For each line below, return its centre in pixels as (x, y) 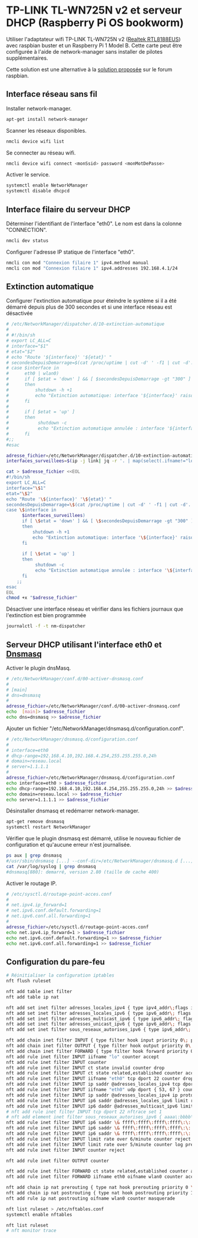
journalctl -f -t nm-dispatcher (46, 626)
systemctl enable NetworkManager (47, 186)
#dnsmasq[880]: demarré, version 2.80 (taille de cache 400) (83, 872)
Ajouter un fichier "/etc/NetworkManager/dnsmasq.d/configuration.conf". (95, 728)
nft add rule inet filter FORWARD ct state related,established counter (97, 1171)
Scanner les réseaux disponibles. (46, 130)
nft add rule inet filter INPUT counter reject (66, 1150)
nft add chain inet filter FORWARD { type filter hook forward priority (97, 1051)
